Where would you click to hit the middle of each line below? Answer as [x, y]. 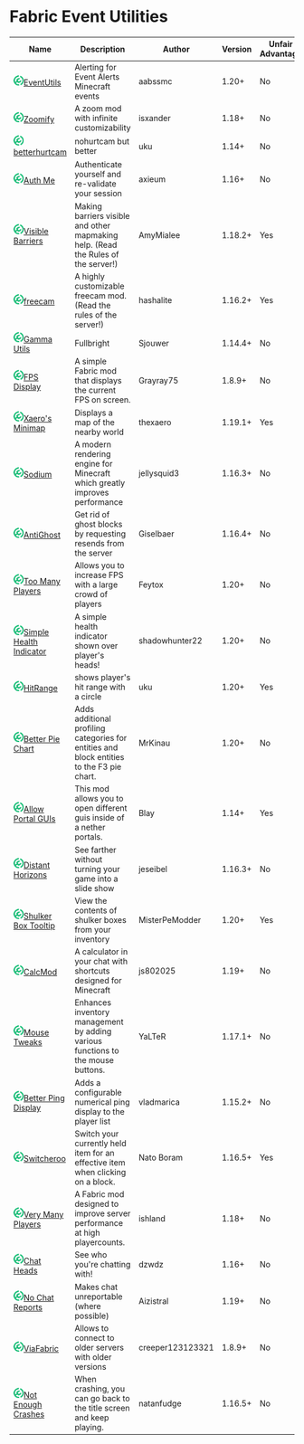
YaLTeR [152, 1036]
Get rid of [92, 515]
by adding [93, 1031]
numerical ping [102, 1102]
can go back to [102, 1399]
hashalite [156, 300]
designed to [97, 1204]
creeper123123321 [176, 1347]
